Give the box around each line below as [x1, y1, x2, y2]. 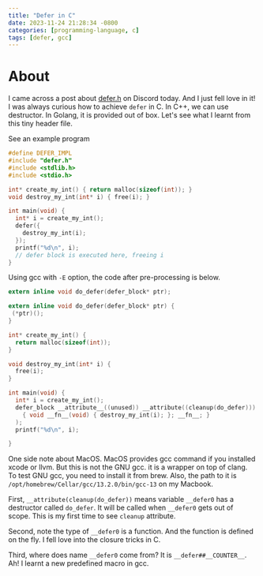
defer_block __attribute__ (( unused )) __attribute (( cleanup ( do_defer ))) [15, 403, 257, 411]
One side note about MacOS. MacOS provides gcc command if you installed [8, 454, 256, 464]
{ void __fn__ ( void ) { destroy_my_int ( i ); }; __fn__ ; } [22, 411, 211, 419]
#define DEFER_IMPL [8, 149, 73, 158]
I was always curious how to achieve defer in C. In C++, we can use [8, 102, 229, 111]
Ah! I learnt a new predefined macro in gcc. [8, 559, 149, 568]
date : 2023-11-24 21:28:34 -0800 [8, 19, 118, 27]
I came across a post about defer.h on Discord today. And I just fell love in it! [8, 94, 256, 103]
